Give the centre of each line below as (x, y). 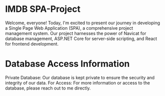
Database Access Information (67, 64)
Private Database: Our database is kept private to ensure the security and (80, 77)
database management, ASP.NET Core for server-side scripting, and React (81, 39)
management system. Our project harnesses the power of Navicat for (76, 33)
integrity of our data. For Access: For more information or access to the (78, 83)
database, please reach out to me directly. (48, 88)
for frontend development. (32, 44)
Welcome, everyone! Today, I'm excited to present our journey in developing (83, 23)
